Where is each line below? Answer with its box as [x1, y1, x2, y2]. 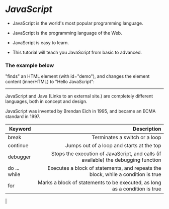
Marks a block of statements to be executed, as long [37, 179, 161, 186]
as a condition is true [112, 185, 161, 192]
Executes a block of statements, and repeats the [47, 165, 161, 172]
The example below [5, 62, 54, 69]
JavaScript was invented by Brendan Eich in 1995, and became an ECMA [5, 108, 156, 114]
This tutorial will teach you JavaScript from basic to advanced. [12, 49, 142, 55]
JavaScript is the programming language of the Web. [12, 30, 122, 36]
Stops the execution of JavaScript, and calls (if [51, 150, 161, 157]
